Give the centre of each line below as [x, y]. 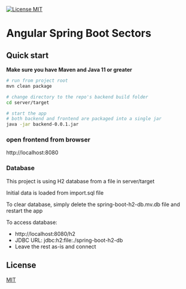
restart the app [25, 210]
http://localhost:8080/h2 [45, 233]
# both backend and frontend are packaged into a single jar [84, 119]
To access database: [32, 222]
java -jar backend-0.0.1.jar [42, 124]
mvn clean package [29, 86]
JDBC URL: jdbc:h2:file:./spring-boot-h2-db [69, 240]
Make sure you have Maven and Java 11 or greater [69, 70]
